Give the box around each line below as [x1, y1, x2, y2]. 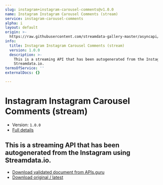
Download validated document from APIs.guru [12, 169, 105, 175]
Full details [12, 127, 34, 133]
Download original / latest [12, 174, 64, 180]
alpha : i [5, 20, 23, 26]
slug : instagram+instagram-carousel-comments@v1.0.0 [5, 7, 114, 12]
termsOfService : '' [5, 66, 45, 71]
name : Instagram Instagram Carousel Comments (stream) [5, 12, 118, 17]
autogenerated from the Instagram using [5, 149, 130, 157]
